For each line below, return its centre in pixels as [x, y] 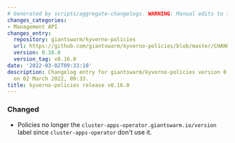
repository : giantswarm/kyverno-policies [75, 40]
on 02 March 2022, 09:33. [51, 78]
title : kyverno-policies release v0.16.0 [69, 85]
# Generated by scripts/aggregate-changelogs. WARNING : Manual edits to [115, 14]
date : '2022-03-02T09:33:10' [50, 66]
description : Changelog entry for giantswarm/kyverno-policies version [114, 72]
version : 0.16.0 [37, 53]
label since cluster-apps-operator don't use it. [85, 132]
